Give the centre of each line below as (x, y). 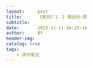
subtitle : (18, 22)
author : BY (25, 33)
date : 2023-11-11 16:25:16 (47, 28)
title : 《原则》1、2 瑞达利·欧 (47, 17)
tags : (13, 50)
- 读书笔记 (28, 55)
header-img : (20, 38)
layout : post (27, 11)
